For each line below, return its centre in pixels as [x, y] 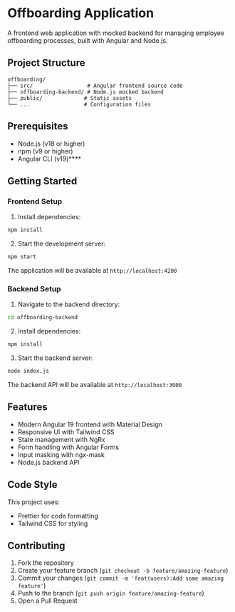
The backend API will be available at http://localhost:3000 [95, 384]
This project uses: [34, 502]
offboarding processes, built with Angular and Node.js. [88, 40]
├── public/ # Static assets [70, 98]
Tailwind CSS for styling [53, 523]
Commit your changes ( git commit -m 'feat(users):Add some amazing [121, 578]
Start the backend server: [55, 358]
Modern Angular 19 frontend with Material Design [90, 424]
